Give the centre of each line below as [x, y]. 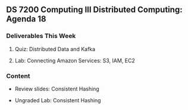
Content [18, 76]
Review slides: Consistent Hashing [57, 89]
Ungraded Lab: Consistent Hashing [58, 100]
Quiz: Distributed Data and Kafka [55, 49]
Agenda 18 [26, 19]
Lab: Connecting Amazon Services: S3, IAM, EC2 [75, 60]
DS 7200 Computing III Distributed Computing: [94, 10]
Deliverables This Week [41, 36]
